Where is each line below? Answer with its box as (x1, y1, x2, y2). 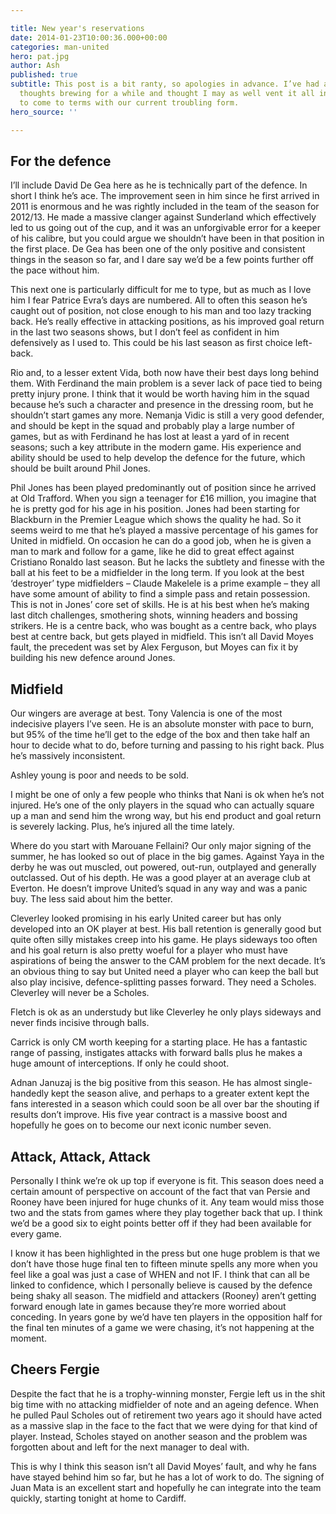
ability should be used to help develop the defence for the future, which (10, 452, 306, 464)
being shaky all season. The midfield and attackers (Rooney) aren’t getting (10, 1289, 317, 1301)
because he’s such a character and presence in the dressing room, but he (10, 399, 314, 411)
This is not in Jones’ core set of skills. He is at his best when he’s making (10, 599, 310, 611)
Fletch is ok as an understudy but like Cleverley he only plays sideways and (10, 1006, 322, 1018)
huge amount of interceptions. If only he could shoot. (10, 1057, 230, 1070)
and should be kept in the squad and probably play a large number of (10, 420, 295, 432)
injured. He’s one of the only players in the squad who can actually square (10, 799, 315, 811)
